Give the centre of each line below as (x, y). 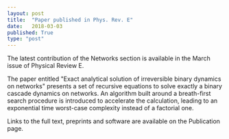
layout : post (26, 13)
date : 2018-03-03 (35, 26)
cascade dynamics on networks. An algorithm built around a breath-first (109, 94)
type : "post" (26, 39)
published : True (30, 33)
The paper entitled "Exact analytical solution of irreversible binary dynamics (114, 79)
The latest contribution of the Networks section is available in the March (109, 58)
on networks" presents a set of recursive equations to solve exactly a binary (115, 86)
